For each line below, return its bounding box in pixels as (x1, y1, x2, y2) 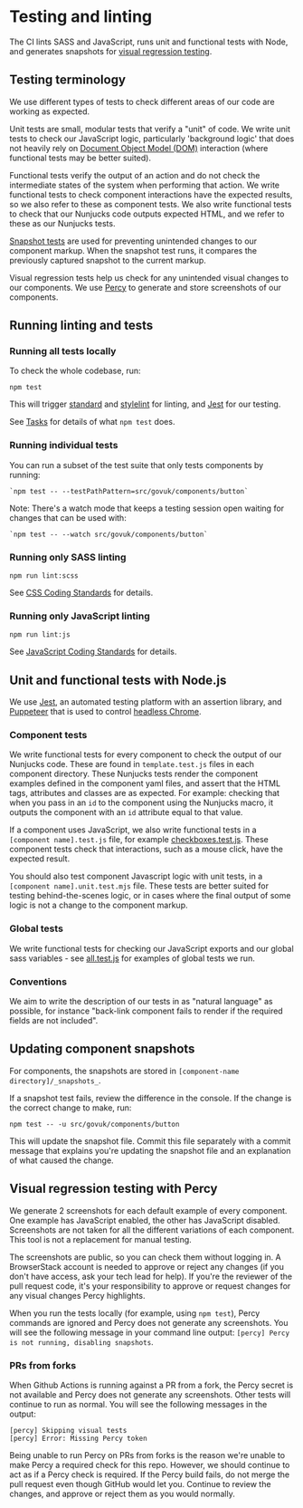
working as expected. (9, 106, 90, 117)
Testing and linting (9, 6, 152, 27)
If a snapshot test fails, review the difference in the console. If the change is (9, 1092, 292, 1103)
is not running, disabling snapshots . (9, 1336, 154, 1347)
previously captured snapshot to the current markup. (9, 255, 206, 265)
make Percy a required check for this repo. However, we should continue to (9, 1459, 290, 1470)
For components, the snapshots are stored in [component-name (9, 1065, 240, 1076)
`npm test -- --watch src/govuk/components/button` (9, 530, 208, 539)
